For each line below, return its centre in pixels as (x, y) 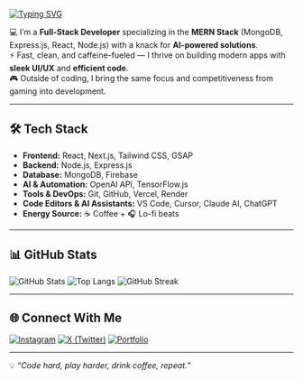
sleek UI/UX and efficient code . (69, 68)
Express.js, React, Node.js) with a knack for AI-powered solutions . (134, 45)
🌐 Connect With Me (66, 318)
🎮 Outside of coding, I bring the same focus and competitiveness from (141, 78)
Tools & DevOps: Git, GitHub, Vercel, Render (105, 193)
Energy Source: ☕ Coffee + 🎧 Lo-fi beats (101, 213)
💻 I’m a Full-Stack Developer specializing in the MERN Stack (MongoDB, (146, 32)
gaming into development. (58, 91)
